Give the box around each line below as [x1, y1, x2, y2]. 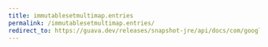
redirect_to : [8, 26, 52, 34]
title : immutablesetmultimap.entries [8, 11, 134, 20]
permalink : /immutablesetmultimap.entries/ [8, 19, 156, 27]
